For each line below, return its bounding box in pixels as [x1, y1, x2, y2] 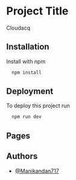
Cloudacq [6, 24, 31, 31]
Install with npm [6, 57, 46, 65]
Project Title [6, 4, 69, 18]
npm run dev [11, 114, 42, 120]
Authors [6, 151, 38, 161]
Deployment [6, 86, 54, 97]
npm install [11, 69, 42, 76]
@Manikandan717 [14, 167, 59, 175]
